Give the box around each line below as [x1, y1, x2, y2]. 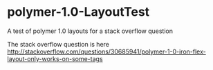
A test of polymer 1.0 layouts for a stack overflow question [7, 27, 173, 35]
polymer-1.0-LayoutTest [7, 4, 150, 20]
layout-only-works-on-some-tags [7, 54, 103, 62]
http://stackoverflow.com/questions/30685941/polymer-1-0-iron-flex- [7, 47, 206, 56]
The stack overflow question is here [7, 40, 109, 48]
